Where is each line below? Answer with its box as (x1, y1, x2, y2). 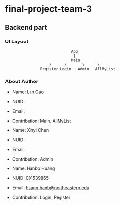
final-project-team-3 (5, 3, 92, 15)
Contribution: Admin (12, 156, 53, 162)
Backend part (5, 23, 48, 32)
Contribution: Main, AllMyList (12, 118, 71, 124)
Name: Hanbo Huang (12, 165, 55, 171)
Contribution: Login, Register (12, 194, 71, 201)
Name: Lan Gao (12, 89, 44, 95)
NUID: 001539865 (12, 175, 49, 181)
